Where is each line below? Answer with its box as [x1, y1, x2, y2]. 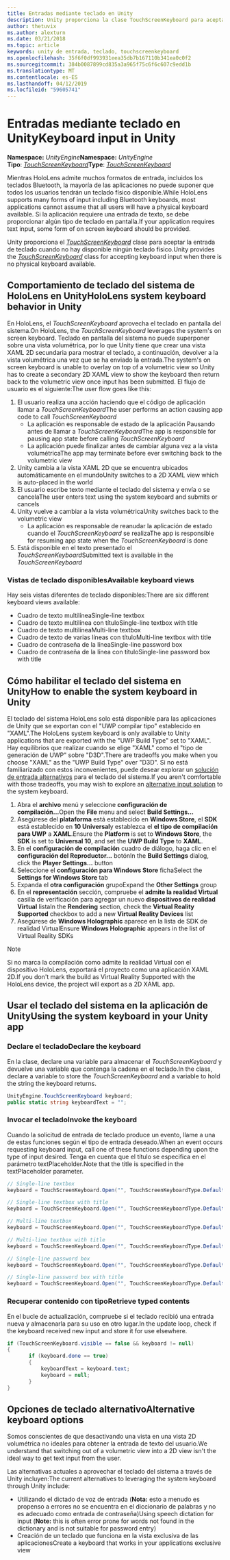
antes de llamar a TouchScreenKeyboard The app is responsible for [27, 427, 216, 435]
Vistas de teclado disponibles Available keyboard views [7, 575, 194, 584]
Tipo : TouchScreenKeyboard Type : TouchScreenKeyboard [7, 160, 171, 169]
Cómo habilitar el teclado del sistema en [7, 675, 181, 686]
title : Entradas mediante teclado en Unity [7, 10, 133, 17]
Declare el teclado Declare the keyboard [7, 1042, 142, 1052]
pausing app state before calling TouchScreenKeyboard [27, 434, 185, 443]
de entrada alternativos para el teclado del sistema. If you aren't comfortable [7, 772, 222, 781]
